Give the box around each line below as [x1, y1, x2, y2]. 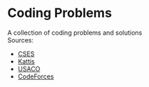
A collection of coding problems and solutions [7, 28, 143, 37]
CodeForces [17, 72, 54, 81]
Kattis [17, 57, 36, 65]
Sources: [7, 35, 34, 44]
